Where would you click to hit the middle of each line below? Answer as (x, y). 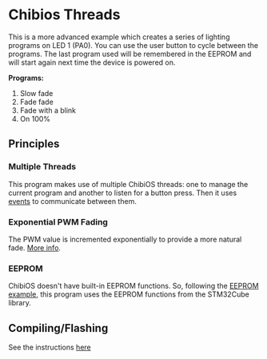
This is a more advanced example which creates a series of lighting (119, 37)
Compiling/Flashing (58, 328)
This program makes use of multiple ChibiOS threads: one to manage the (128, 184)
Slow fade (36, 93)
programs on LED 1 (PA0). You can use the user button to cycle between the (133, 45)
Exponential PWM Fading (58, 221)
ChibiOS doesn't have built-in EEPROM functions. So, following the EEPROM (133, 286)
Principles (34, 144)
